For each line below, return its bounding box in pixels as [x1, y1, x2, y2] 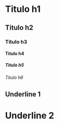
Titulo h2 [5, 23, 34, 32]
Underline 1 [5, 90, 41, 98]
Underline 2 [5, 110, 55, 121]
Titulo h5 [5, 62, 24, 68]
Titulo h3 [5, 38, 27, 45]
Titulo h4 [5, 51, 24, 57]
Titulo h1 [5, 3, 41, 15]
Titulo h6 [5, 75, 23, 81]
